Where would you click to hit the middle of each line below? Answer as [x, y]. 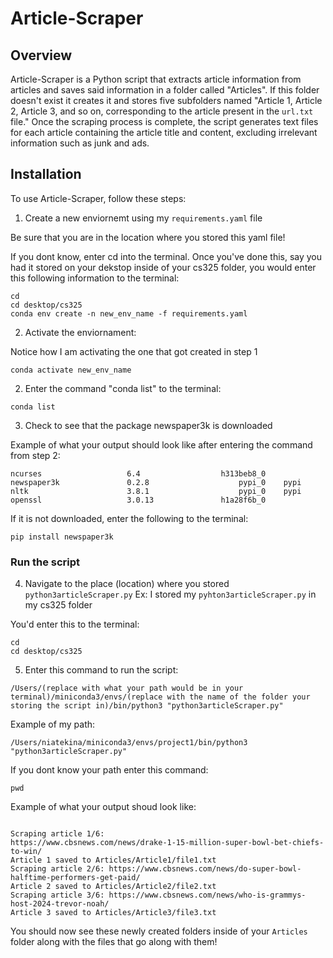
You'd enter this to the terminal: [75, 624]
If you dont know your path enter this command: [109, 770]
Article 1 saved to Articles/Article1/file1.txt [113, 860]
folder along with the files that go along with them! [114, 942]
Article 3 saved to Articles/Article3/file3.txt [113, 913]
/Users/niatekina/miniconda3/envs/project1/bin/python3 [129, 743]
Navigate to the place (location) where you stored [127, 584]
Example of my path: [53, 724]
